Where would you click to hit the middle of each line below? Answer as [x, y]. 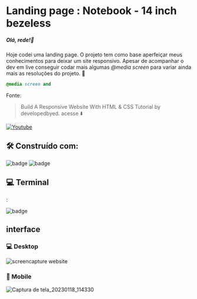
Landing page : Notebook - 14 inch [92, 11]
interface [23, 229]
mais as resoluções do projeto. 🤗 [46, 73]
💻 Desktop [22, 246]
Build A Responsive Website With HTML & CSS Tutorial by [90, 107]
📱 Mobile [19, 277]
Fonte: [14, 96]
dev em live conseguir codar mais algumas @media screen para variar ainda [99, 67]
